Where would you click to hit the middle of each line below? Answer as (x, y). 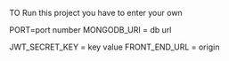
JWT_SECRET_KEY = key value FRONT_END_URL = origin (114, 47)
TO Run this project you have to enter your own (96, 13)
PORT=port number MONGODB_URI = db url (90, 30)
